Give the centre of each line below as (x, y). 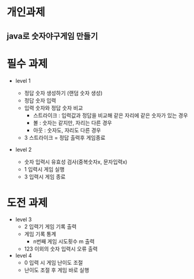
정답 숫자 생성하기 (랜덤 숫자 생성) (63, 93)
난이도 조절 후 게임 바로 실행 (57, 270)
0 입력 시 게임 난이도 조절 (53, 263)
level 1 (23, 80)
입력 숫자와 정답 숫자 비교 (54, 108)
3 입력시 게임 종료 (45, 177)
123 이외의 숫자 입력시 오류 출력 (61, 249)
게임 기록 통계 (40, 234)
